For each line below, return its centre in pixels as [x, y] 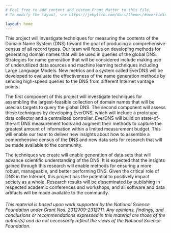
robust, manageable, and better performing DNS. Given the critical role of [82, 171]
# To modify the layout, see [36, 15]
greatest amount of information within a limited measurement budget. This [83, 129]
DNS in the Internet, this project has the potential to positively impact [77, 177]
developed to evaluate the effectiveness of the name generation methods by [85, 76]
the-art [13, 124]
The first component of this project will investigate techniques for [74, 96]
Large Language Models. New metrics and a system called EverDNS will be [84, 71]
